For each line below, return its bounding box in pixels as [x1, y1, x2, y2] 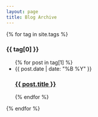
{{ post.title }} [14, 80, 56, 88]
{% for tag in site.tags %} [6, 30, 68, 37]
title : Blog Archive [6, 14, 58, 20]
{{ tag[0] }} [6, 45, 39, 53]
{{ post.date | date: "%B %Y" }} [14, 65, 92, 72]
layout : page [6, 8, 39, 15]
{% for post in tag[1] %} [14, 59, 73, 66]
